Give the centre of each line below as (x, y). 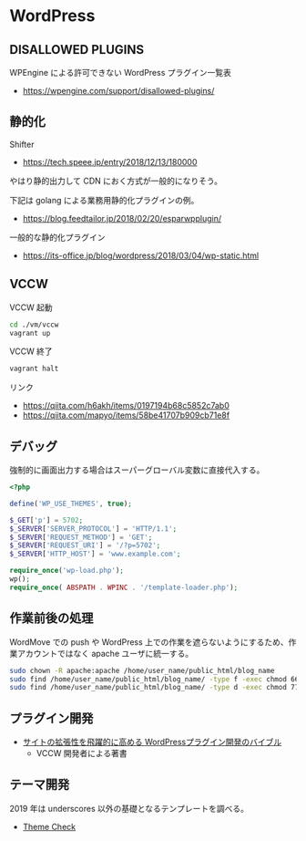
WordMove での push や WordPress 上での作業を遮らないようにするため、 (149, 642)
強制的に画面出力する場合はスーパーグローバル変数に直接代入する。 (137, 470)
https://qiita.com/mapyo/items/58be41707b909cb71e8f (126, 415)
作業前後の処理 (51, 618)
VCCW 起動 (31, 307)
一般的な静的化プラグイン (57, 237)
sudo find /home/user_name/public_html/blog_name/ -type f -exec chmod (148, 679)
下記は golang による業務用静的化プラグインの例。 (104, 200)
